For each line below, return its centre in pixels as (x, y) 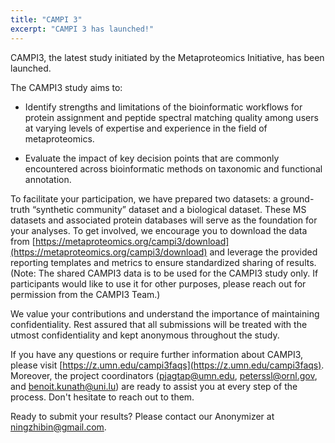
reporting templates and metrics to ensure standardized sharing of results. (163, 262)
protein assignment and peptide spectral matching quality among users (171, 117)
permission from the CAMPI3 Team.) (85, 294)
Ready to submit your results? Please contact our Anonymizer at (142, 416)
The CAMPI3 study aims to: (66, 87)
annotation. (48, 179)
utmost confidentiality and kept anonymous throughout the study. (145, 335)
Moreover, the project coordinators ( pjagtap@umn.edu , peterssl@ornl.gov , (164, 375)
